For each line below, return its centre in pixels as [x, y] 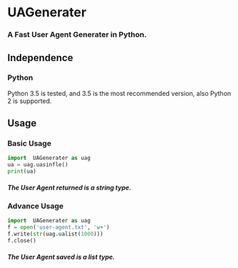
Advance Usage [36, 206]
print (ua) [22, 171]
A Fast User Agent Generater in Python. [77, 35]
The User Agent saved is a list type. [61, 257]
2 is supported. [30, 101]
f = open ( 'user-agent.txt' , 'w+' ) [59, 227]
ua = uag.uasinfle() [38, 165]
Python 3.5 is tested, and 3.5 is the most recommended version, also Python [119, 93]
